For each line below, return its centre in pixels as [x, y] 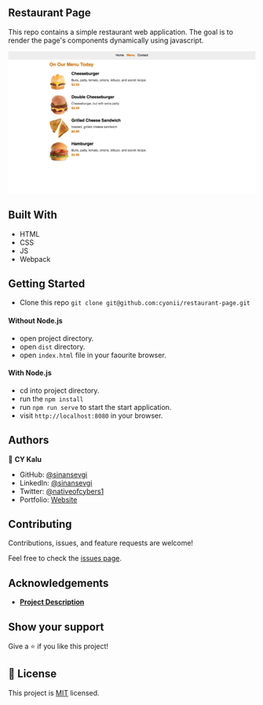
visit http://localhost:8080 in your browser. [91, 415]
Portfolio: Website [48, 500]
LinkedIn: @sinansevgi [56, 482]
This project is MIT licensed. [54, 692]
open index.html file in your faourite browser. [93, 355]
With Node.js [30, 373]
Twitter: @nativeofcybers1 [62, 491]
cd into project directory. [59, 390]
